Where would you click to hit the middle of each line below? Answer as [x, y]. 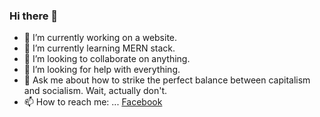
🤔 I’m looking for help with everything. [102, 70]
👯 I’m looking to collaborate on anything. [107, 59]
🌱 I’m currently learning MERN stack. [99, 48]
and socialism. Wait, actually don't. [95, 91]
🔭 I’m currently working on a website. [100, 38]
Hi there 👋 [34, 16]
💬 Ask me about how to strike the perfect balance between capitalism [167, 80]
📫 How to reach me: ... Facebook [93, 102]
